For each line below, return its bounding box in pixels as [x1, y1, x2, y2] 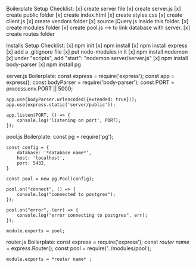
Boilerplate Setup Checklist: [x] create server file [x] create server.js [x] [6, 5, 181, 12]
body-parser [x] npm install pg [6, 61, 82, 68]
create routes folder [6, 30, 55, 38]
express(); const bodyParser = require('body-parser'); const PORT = [6, 79, 175, 86]
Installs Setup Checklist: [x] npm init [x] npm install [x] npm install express [6, 42, 188, 49]
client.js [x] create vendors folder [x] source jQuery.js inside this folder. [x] [6, 18, 189, 24]
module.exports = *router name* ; [6, 256, 92, 262]
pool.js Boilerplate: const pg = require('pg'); [6, 133, 114, 140]
